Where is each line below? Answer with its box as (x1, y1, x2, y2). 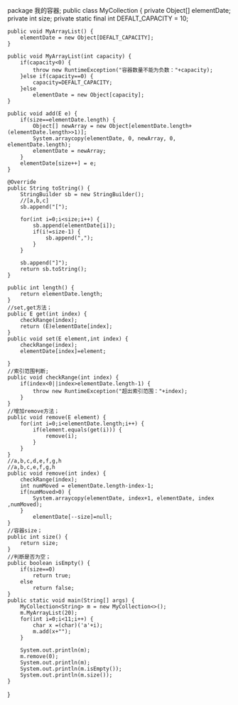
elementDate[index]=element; (20, 348, 107, 355)
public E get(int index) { (7, 311, 87, 318)
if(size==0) (20, 566, 55, 573)
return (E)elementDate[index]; (20, 323, 113, 330)
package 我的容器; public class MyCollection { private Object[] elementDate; (7, 6, 231, 14)
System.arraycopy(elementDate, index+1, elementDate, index (33, 495, 215, 502)
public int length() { (7, 284, 75, 291)
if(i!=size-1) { (33, 228, 81, 235)
